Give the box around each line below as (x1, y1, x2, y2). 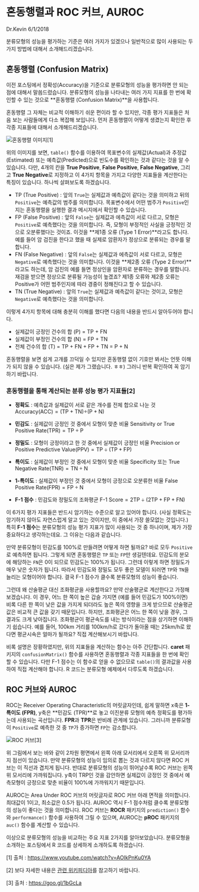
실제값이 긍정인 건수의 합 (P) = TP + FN (14, 328, 108, 335)
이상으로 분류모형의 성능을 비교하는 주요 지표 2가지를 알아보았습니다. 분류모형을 (6, 834, 190, 841)
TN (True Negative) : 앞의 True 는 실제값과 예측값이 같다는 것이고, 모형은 (14, 288, 183, 295)
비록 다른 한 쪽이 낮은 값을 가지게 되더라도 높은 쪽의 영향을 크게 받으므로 (6, 601, 172, 608)
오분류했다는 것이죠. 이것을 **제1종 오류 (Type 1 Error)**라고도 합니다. (26, 228, 189, 235)
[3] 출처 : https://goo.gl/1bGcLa (6, 879, 82, 886)
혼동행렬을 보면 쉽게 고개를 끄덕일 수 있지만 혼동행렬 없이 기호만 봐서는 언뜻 (6, 355, 181, 363)
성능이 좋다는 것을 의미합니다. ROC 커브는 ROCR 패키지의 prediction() (12, 806, 179, 814)
